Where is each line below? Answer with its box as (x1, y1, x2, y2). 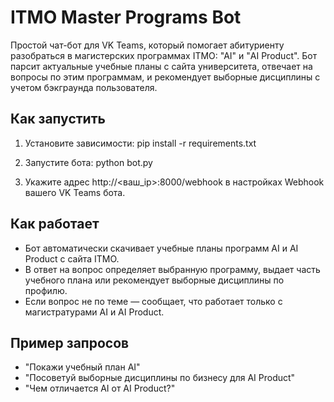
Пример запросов (10, 334, 130, 351)
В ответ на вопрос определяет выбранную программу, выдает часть (24, 263, 321, 275)
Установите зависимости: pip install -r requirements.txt (24, 137, 257, 149)
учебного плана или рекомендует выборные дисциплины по (24, 274, 285, 286)
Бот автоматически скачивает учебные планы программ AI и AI (24, 242, 299, 254)
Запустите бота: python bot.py (24, 156, 153, 168)
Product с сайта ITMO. (24, 252, 120, 265)
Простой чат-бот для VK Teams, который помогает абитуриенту (10, 39, 285, 51)
